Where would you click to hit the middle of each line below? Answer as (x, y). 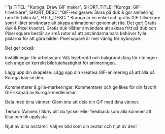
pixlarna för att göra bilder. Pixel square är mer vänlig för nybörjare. (73, 38)
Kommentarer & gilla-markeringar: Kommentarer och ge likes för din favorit (81, 87)
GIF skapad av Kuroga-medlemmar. (41, 92)
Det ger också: (20, 48)
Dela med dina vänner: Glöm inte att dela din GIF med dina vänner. (72, 102)
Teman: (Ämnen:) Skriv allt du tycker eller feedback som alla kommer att (78, 111)
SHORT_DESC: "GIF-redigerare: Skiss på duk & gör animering (91, 12)
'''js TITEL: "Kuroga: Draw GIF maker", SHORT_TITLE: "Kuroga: (68, 7)
